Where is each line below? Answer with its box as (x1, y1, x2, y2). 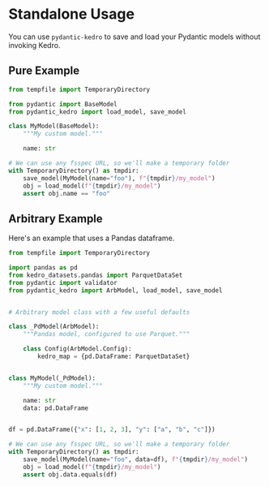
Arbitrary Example (8, 212, 103, 226)
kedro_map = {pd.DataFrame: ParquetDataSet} (37, 352, 190, 361)
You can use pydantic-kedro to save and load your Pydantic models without (8, 32, 261, 41)
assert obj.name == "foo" (23, 189, 111, 197)
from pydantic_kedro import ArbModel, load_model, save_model (8, 286, 223, 295)
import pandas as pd (8, 264, 79, 272)
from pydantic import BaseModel (8, 100, 117, 108)
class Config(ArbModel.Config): (23, 345, 132, 353)
